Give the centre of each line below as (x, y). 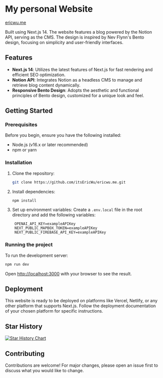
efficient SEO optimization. (39, 75)
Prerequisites (21, 125)
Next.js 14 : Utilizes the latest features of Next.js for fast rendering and (82, 69)
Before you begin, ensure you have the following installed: (63, 135)
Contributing (25, 353)
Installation (19, 163)
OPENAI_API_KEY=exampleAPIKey (45, 224)
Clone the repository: (33, 173)
